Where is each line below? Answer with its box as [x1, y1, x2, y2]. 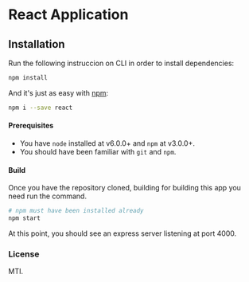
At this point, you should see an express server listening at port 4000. [8, 229, 237, 238]
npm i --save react [8, 104, 73, 112]
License [8, 249, 40, 260]
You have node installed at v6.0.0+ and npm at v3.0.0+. [19, 138, 195, 148]
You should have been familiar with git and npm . [19, 147, 177, 156]
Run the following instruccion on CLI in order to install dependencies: [8, 58, 235, 68]
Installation [8, 37, 65, 51]
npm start [8, 214, 41, 222]
